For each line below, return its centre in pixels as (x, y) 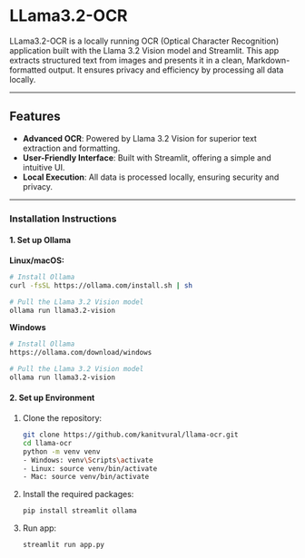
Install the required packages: (78, 494)
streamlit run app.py (63, 545)
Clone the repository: (62, 418)
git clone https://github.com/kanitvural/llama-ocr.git (130, 435)
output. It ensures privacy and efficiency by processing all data (166, 70)
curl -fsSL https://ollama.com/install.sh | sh (101, 285)
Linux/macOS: (37, 260)
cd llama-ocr (47, 443)
